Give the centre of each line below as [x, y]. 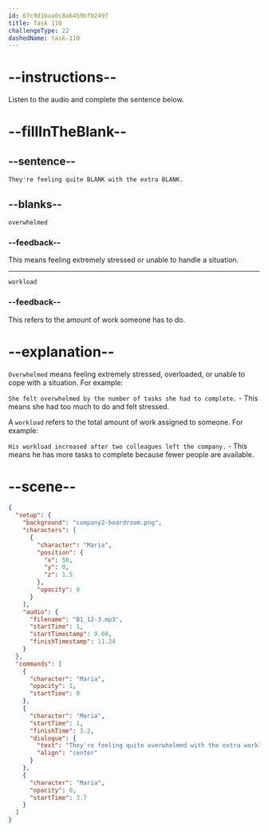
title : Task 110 [35, 23]
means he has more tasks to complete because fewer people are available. [131, 454]
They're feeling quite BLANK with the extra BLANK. [96, 180]
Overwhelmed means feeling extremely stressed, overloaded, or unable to [127, 374]
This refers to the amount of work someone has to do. [97, 320]
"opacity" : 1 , [53, 686]
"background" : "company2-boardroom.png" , [92, 523]
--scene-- [42, 486]
